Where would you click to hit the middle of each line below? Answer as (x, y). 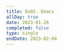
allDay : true (22, 17)
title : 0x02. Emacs (30, 11)
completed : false (28, 28)
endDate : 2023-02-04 (32, 39)
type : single (22, 33)
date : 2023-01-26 (28, 22)
